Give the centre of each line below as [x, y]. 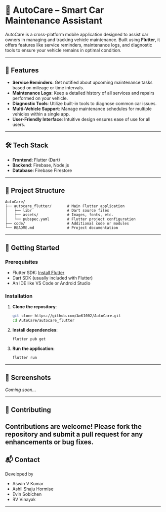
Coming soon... [21, 390]
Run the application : [33, 348]
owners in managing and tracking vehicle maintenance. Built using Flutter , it [83, 40]
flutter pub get [29, 339]
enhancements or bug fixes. [49, 442]
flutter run [24, 357]
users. [19, 124]
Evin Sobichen [27, 494]
